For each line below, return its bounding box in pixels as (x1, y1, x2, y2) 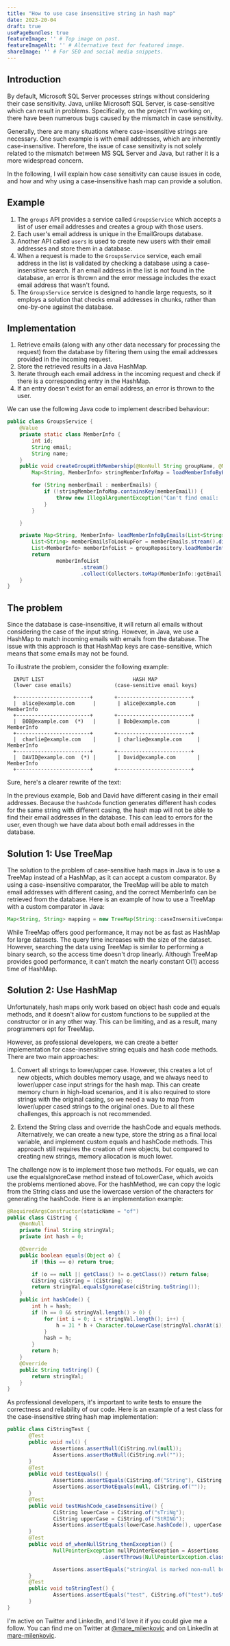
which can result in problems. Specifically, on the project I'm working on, (7, 106, 213, 115)
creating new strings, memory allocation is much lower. (16, 1152, 173, 1160)
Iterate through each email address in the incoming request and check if (16, 370, 221, 378)
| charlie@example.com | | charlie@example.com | (13, 736, 201, 743)
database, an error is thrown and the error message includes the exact (16, 273, 216, 281)
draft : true (7, 23, 41, 30)
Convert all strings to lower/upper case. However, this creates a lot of (16, 1065, 213, 1074)
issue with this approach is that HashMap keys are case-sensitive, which (7, 642, 212, 651)
